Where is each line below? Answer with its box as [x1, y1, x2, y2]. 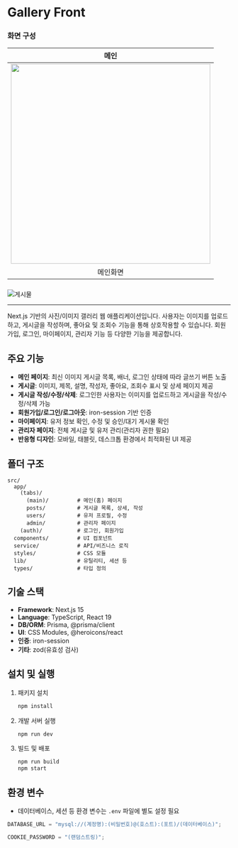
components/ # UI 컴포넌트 [13, 535, 113, 542]
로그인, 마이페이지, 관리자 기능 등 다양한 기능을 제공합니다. [22, 330, 183, 338]
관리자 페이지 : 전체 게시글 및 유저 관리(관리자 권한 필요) [17, 426, 170, 434]
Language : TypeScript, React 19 [17, 613, 112, 621]
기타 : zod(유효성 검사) [17, 645, 79, 654]
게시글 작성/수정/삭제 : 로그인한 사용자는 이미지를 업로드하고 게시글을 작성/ [17, 390, 222, 399]
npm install [17, 702, 53, 709]
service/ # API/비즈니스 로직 [13, 542, 129, 549]
